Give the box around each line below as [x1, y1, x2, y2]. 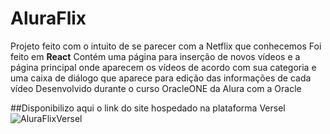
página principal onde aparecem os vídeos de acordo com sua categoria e [10, 61, 317, 73]
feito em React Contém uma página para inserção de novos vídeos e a [10, 50, 301, 62]
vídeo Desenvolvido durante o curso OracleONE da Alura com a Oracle [10, 82, 302, 94]
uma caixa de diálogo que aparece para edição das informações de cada [10, 72, 312, 84]
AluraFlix [10, 7, 87, 30]
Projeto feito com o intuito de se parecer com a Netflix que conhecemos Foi [10, 40, 322, 52]
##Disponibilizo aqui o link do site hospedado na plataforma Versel [10, 102, 286, 114]
